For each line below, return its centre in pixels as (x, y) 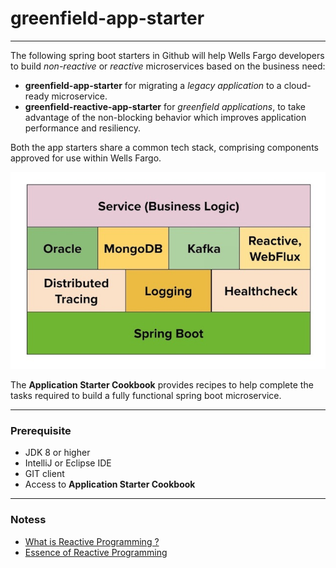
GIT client (44, 474)
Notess (28, 520)
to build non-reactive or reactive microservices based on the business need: (168, 66)
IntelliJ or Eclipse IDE (68, 463)
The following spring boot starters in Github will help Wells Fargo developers (167, 55)
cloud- (297, 85)
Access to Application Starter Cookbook (110, 484)
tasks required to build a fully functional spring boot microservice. (146, 395)
